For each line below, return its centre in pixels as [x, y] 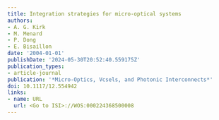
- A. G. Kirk [26, 27]
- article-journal [34, 73]
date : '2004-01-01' [36, 54]
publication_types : [36, 66]
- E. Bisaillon [30, 47]
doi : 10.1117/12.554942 [42, 86]
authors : [20, 20]
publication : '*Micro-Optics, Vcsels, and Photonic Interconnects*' [110, 79]
